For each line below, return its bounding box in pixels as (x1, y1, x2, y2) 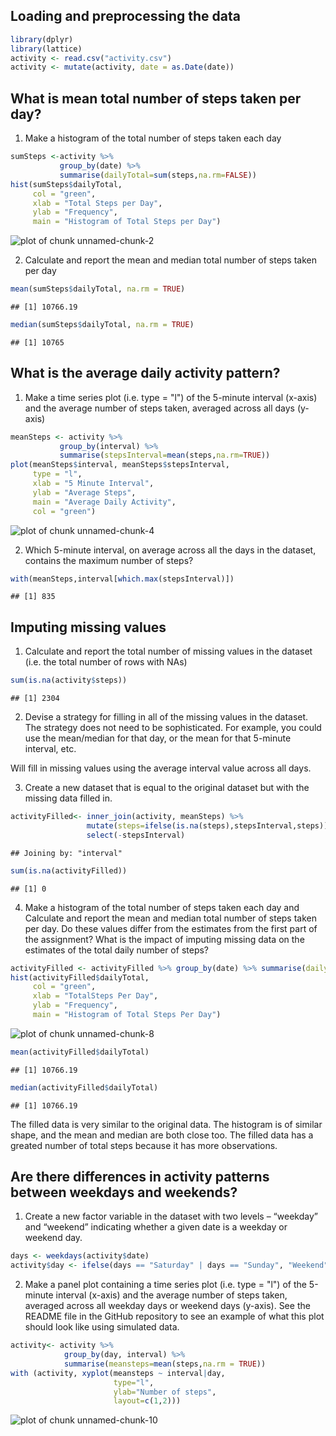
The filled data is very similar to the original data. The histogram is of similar (10, 1118, 323, 1130)
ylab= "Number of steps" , (113, 1387, 217, 1397)
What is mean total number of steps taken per (10, 90, 302, 107)
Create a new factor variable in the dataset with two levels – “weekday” (24, 1210, 318, 1223)
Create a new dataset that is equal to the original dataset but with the (24, 782, 310, 794)
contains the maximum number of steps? (24, 554, 194, 566)
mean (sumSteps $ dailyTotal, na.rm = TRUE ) (10, 284, 186, 294)
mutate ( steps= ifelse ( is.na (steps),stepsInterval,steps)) (86, 821, 329, 831)
